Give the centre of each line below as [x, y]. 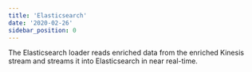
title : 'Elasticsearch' [48, 15]
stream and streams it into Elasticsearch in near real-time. [103, 61]
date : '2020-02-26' [41, 23]
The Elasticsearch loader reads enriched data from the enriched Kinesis [126, 53]
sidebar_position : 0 [43, 30]
